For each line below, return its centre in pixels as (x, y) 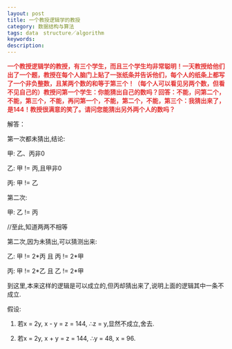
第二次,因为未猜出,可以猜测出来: (52, 242)
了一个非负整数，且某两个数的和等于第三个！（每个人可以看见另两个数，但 (113, 83)
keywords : (21, 39)
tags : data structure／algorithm (56, 33)
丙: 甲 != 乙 (23, 183)
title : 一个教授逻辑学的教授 (44, 20)
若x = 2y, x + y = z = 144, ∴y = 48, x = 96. (76, 338)
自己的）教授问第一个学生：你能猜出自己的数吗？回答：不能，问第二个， (122, 92)
